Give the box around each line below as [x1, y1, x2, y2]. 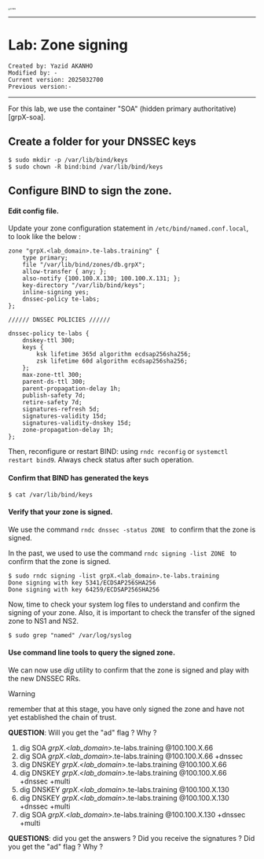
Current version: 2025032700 [8, 76, 104, 83]
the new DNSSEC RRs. [8, 673, 81, 683]
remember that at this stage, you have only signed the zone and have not [8, 704, 245, 713]
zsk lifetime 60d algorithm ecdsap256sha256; [36, 357, 189, 365]
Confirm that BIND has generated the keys [8, 473, 149, 482]
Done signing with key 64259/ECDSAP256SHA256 [8, 585, 159, 593]
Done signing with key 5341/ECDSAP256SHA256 [8, 578, 156, 587]
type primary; [22, 254, 68, 262]
